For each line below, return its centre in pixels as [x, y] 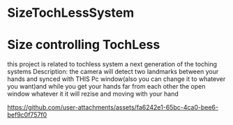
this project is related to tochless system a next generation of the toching [112, 64]
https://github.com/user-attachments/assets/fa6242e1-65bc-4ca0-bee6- [113, 108]
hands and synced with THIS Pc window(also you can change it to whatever [116, 79]
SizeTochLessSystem [71, 13]
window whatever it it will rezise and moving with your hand [93, 94]
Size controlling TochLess [84, 45]
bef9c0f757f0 [27, 115]
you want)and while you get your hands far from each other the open [106, 87]
